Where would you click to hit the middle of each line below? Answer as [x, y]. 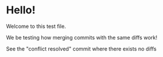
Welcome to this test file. [36, 26]
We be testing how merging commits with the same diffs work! [82, 37]
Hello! [21, 10]
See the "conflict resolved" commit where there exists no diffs [81, 49]
